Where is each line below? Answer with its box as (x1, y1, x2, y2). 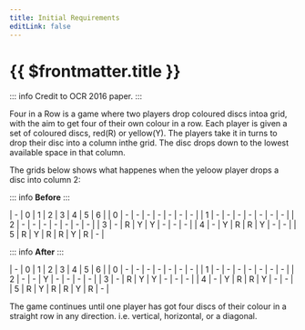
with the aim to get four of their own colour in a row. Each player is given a (9, 118, 288, 129)
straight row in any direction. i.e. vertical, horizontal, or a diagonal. (9, 311, 258, 322)
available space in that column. (9, 147, 126, 158)
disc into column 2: (9, 175, 81, 185)
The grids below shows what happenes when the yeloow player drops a (9, 165, 280, 175)
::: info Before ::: (9, 192, 71, 203)
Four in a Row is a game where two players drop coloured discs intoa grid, (9, 108, 288, 119)
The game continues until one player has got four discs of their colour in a (9, 301, 287, 312)
